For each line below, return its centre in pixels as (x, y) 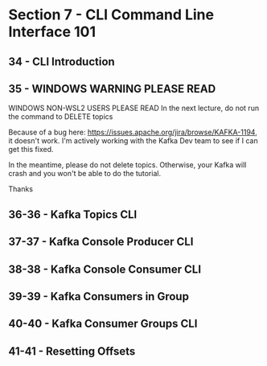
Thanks (21, 189)
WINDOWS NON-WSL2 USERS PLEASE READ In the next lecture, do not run (134, 108)
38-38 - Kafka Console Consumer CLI (105, 269)
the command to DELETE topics (61, 117)
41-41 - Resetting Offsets (72, 351)
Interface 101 (52, 32)
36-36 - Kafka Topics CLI (73, 214)
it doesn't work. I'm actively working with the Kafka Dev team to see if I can (133, 141)
